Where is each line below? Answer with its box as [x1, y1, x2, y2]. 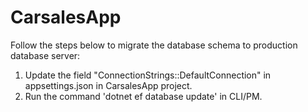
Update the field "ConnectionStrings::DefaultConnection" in [24, 69, 272, 81]
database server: [10, 49, 81, 61]
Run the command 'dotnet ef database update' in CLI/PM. [24, 90, 263, 102]
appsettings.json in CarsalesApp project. [24, 79, 193, 91]
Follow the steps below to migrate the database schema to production [10, 39, 298, 51]
